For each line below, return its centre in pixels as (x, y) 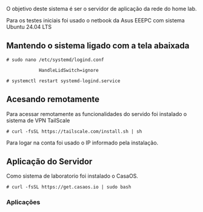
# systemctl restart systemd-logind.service (63, 81)
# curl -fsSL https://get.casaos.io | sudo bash (69, 187)
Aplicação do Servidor (49, 162)
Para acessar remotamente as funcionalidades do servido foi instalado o (97, 114)
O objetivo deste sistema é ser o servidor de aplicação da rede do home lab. (101, 9)
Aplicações (23, 202)
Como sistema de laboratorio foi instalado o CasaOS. (72, 176)
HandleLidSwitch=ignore (68, 70)
